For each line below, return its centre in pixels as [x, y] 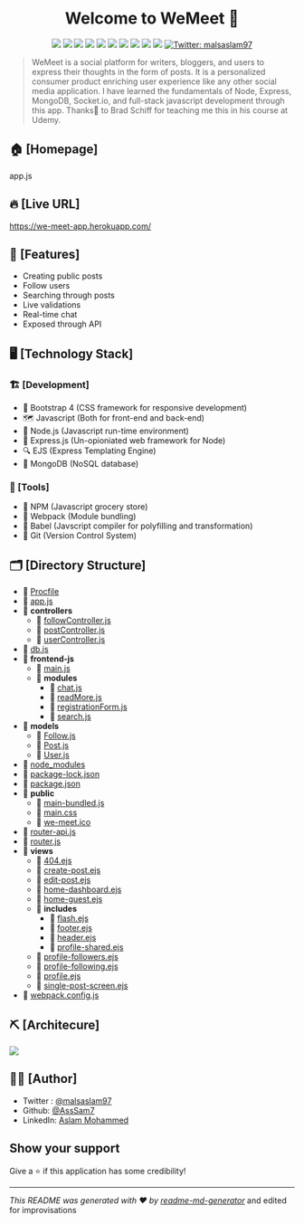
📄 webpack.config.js [61, 995]
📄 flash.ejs [69, 918]
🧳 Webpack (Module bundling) [79, 517]
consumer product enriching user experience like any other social [154, 81]
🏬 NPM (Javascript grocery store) [85, 507]
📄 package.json [52, 784]
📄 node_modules [54, 764]
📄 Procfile [41, 592]
